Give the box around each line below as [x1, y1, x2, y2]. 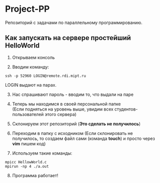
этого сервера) [44, 111, 77, 117]
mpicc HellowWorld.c [5, 160, 47, 164]
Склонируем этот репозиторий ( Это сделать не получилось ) [12, 121, 140, 127]
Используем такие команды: [12, 150, 72, 156]
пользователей [12, 111, 44, 117]
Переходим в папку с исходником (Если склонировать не [12, 130, 133, 136]
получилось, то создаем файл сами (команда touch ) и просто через [12, 136, 155, 141]
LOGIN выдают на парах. [5, 82, 57, 88]
